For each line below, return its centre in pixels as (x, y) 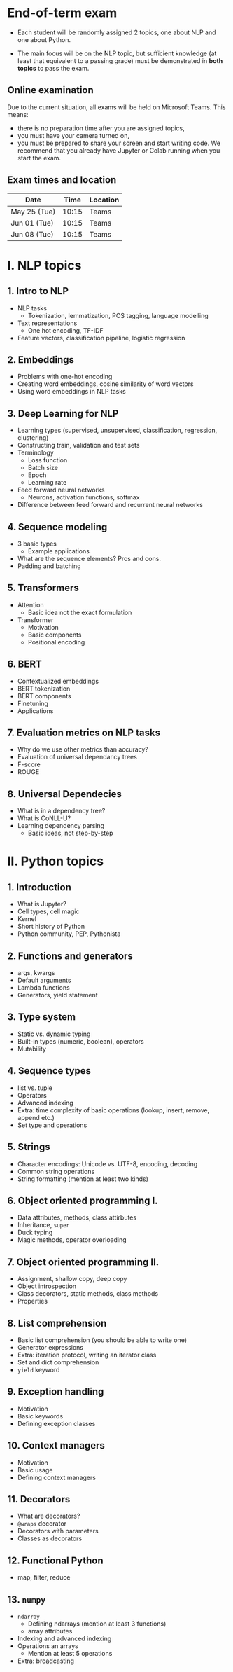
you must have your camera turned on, (73, 135)
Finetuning (33, 703)
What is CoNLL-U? (44, 818)
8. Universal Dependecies (65, 794)
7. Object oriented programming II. (83, 1262)
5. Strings (29, 1147)
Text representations (47, 323)
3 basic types (37, 544)
